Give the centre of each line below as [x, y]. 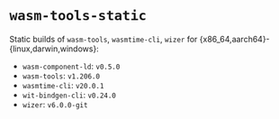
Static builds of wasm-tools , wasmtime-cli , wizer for [103, 39]
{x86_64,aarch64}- [234, 39]
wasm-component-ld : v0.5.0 [71, 66]
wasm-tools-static [78, 16]
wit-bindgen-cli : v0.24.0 [69, 95]
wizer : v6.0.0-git [55, 104]
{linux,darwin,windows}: [54, 49]
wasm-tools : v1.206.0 [61, 76]
